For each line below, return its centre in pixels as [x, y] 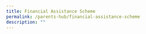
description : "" [26, 22]
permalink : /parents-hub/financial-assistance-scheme [73, 17]
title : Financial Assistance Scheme [51, 11]
